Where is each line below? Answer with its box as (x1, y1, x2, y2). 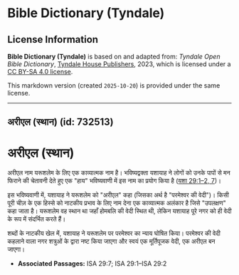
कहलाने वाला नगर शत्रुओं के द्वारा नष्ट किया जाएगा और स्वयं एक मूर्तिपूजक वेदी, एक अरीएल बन (7, 237, 216, 246)
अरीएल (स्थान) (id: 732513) (7, 116, 114, 128)
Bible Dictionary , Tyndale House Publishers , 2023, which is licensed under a (7, 60, 231, 68)
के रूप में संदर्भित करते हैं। (7, 215, 66, 224)
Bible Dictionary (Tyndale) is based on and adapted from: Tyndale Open (7, 52, 221, 61)
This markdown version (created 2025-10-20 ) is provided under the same (7, 81, 221, 90)
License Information (7, 33, 98, 46)
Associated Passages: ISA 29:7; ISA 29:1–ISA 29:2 (17, 259, 167, 268)
